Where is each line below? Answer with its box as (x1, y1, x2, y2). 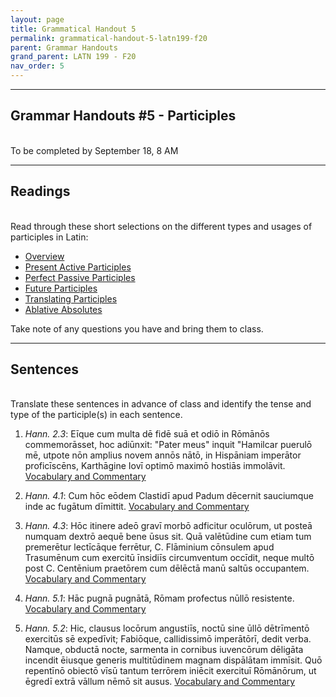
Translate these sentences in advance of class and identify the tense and (10, 398, 312, 410)
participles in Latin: (10, 231, 89, 243)
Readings (10, 183, 71, 200)
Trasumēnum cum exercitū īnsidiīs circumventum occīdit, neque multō (24, 552, 315, 564)
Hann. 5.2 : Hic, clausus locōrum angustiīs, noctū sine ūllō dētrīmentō (24, 622, 310, 635)
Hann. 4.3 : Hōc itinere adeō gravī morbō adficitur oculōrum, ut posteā (24, 520, 313, 532)
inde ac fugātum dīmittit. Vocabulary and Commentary (24, 501, 250, 513)
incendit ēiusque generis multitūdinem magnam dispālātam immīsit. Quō (24, 654, 323, 666)
